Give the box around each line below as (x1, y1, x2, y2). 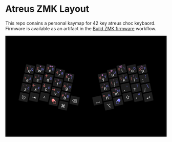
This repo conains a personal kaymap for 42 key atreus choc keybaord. (5, 20, 156, 26)
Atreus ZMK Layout (5, 3, 90, 15)
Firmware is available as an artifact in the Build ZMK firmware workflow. (5, 25, 157, 31)
